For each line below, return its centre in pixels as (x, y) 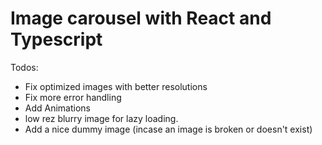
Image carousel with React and (141, 18)
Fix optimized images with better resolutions (116, 86)
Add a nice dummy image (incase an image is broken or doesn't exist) (168, 129)
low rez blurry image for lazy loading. (101, 118)
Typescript (56, 39)
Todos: (24, 67)
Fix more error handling (73, 97)
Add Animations (58, 108)
